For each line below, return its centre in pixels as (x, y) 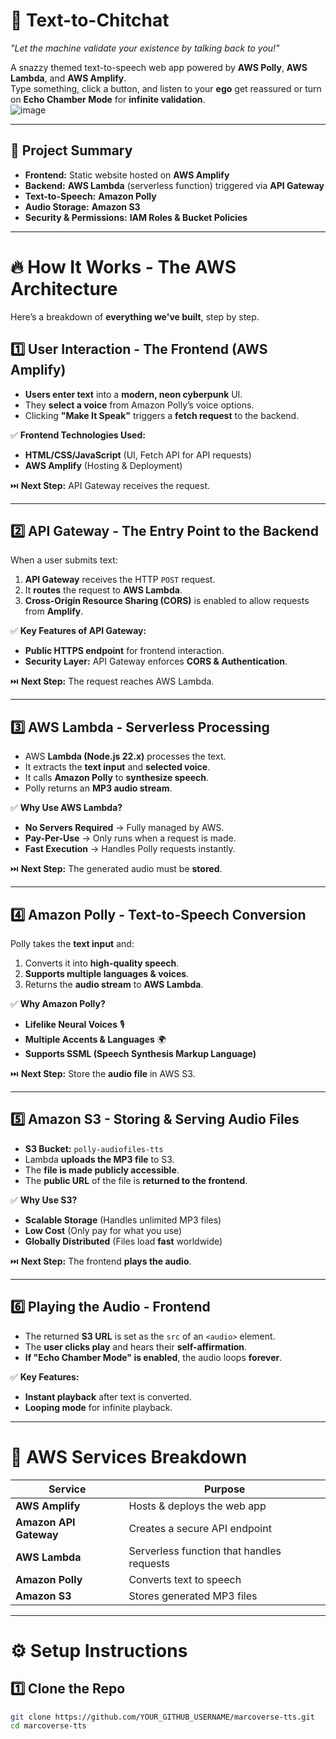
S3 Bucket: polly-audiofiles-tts (94, 1148)
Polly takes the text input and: (72, 943)
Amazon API (45, 1522)
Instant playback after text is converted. (108, 1396)
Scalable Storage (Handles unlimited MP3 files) (123, 1220)
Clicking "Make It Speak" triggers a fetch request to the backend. (162, 415)
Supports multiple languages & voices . (107, 973)
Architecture (64, 288)
